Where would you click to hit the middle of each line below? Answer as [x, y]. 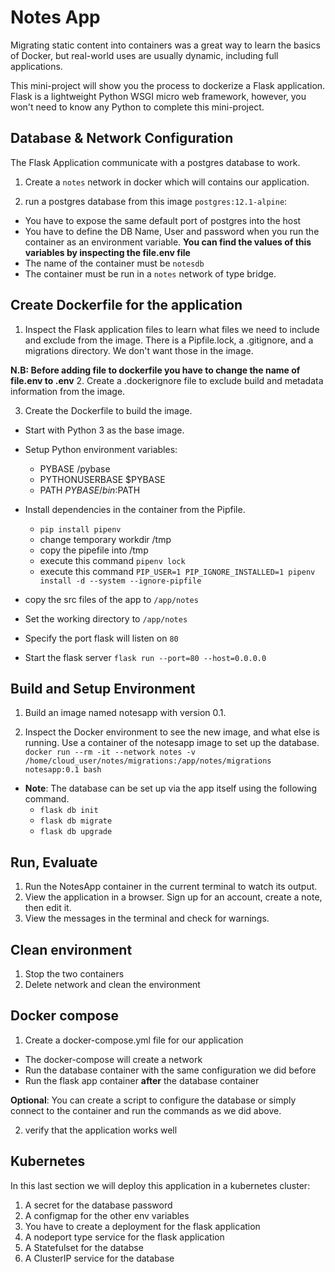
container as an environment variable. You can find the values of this [168, 242]
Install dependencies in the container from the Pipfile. [135, 509]
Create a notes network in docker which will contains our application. [167, 182]
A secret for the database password [98, 1205]
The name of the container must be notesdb [114, 263]
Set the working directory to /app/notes [106, 618]
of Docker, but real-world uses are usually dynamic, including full [144, 55]
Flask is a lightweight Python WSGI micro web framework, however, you [158, 96]
